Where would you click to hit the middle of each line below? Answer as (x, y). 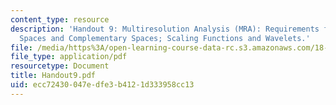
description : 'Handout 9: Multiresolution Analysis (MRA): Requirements (165, 29)
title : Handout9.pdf (53, 76)
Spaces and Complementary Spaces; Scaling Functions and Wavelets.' (165, 38)
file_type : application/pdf (69, 57)
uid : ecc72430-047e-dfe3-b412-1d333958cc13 (102, 85)
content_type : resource (60, 19)
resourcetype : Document (60, 66)
